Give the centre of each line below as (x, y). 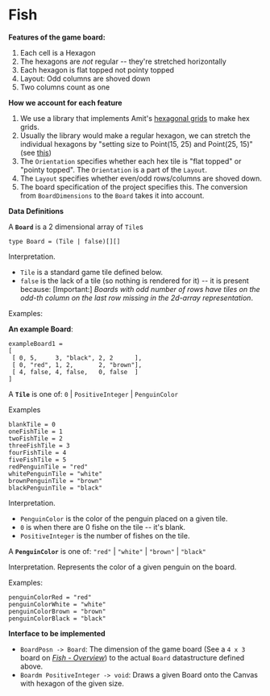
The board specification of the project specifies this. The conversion (134, 186)
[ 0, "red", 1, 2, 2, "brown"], (77, 365)
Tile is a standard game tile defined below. (91, 272)
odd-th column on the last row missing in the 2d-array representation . (137, 298)
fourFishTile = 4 (37, 452)
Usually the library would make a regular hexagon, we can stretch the (135, 135)
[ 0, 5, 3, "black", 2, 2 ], (77, 358)
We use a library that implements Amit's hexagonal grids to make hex (135, 118)
